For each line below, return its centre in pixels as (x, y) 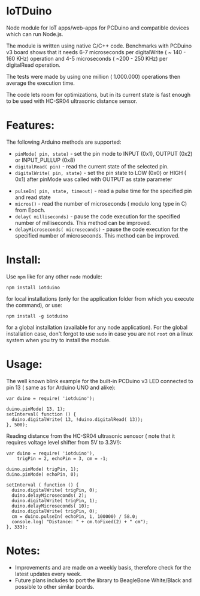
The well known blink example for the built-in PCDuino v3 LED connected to (100, 381)
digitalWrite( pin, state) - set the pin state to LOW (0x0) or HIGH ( (101, 173)
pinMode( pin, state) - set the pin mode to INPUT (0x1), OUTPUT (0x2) (104, 153)
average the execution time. (40, 83)
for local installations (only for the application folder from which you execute (100, 298)
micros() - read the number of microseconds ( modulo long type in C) (101, 203)
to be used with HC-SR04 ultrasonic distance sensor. (72, 101)
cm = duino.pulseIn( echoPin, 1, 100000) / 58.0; (75, 516)
